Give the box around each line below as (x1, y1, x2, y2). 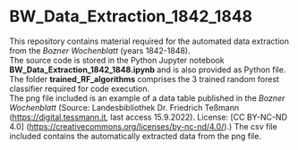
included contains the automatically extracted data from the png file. (9, 130, 262, 141)
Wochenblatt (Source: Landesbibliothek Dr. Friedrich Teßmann (9, 102, 240, 112)
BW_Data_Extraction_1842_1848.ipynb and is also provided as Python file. (9, 64, 286, 75)
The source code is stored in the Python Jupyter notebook (9, 54, 226, 65)
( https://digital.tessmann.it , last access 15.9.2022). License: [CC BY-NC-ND (9, 112, 288, 122)
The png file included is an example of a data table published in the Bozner (9, 92, 285, 104)
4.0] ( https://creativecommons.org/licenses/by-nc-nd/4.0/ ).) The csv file (9, 121, 277, 131)
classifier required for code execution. (9, 83, 150, 94)
